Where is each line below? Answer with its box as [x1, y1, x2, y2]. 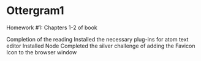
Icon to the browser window [6, 48, 77, 56]
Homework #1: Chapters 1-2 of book [6, 24, 98, 31]
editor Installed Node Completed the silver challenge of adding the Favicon [6, 42, 195, 49]
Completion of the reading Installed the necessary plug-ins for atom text [6, 35, 189, 43]
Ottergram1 [6, 4, 64, 18]
